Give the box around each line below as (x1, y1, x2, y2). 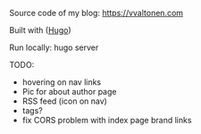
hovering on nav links (21, 77, 102, 88)
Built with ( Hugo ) (9, 25, 71, 35)
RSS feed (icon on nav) (21, 96, 107, 106)
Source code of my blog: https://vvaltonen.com (9, 8, 184, 18)
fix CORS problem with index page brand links (21, 115, 192, 125)
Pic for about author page (21, 87, 117, 96)
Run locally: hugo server (9, 42, 99, 53)
